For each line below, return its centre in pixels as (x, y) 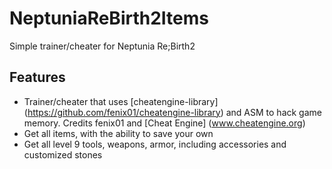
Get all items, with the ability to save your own (118, 133)
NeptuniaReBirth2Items (109, 18)
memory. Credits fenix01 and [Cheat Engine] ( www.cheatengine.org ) (164, 123)
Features (37, 77)
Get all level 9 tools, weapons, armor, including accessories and (155, 144)
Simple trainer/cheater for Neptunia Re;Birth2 (102, 46)
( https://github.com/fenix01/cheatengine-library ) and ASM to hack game (172, 112)
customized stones (63, 154)
